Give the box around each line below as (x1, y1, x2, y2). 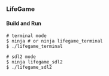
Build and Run (6, 20, 42, 27)
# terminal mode (6, 33, 47, 39)
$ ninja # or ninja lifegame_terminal (6, 38, 103, 44)
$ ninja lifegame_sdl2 (6, 59, 63, 65)
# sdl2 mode (6, 54, 36, 60)
